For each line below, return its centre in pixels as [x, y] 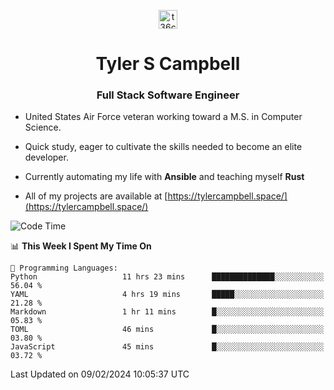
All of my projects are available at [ [96, 196]
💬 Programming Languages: [64, 268]
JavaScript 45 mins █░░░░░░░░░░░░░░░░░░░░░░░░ [167, 347]
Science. [43, 127]
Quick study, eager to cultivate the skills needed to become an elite [163, 147]
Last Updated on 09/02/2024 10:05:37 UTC [100, 374]
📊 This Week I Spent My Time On [81, 246]
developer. [46, 157]
